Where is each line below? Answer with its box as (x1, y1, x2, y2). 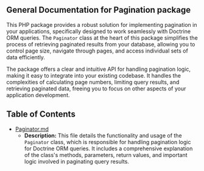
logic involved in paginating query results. (24, 158, 130, 165)
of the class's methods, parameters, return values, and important (24, 151, 188, 158)
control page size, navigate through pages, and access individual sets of (6, 47, 189, 54)
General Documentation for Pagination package (6, 5, 191, 15)
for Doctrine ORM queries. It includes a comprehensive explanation (24, 145, 193, 152)
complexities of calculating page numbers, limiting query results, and (6, 78, 180, 85)
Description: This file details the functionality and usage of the (24, 131, 182, 139)
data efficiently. (6, 53, 46, 60)
